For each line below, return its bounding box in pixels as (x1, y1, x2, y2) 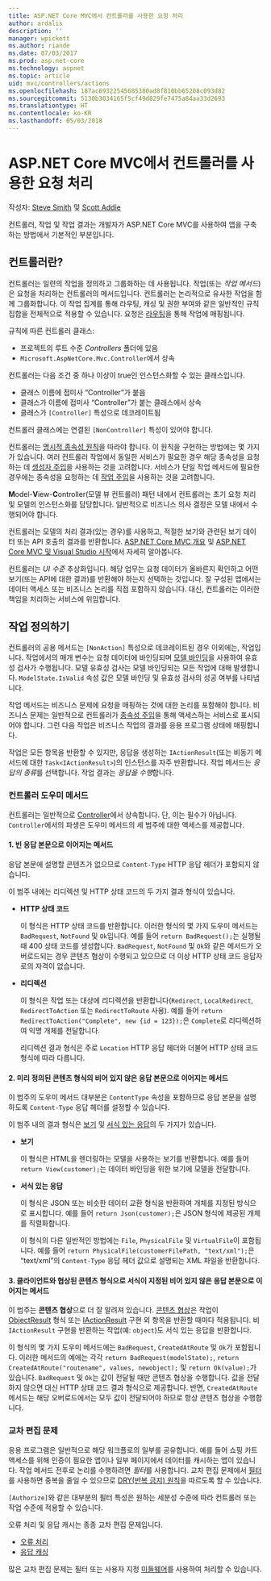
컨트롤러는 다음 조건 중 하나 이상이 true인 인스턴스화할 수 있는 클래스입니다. (8, 370, 245, 380)
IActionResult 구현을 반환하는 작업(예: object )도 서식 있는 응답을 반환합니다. (8, 1325, 252, 1335)
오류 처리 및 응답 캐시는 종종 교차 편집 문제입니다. (8, 1520, 164, 1529)
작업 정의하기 (8, 620, 70, 634)
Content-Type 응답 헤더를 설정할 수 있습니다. (29, 1103, 170, 1112)
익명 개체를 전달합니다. (28, 1025, 101, 1035)
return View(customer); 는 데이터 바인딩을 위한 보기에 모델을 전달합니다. (19, 1164, 251, 1174)
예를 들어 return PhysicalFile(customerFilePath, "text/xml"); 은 (37, 1245, 255, 1255)
